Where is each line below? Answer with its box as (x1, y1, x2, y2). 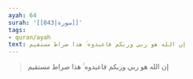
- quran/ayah (8, 33, 51, 41)
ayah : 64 (8, 11, 37, 20)
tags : (8, 26, 26, 34)
